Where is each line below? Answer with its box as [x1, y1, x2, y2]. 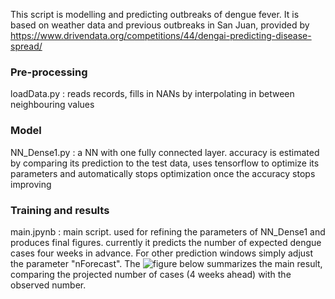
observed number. [10, 279, 87, 291]
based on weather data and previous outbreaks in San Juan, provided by [10, 19, 310, 31]
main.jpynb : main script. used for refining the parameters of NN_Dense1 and [10, 225, 326, 238]
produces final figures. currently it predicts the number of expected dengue [10, 236, 322, 248]
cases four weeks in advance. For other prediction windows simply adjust [10, 247, 314, 259]
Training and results [10, 203, 110, 217]
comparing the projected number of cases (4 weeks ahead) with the [10, 268, 292, 280]
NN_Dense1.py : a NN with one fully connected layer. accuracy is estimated [10, 146, 320, 158]
